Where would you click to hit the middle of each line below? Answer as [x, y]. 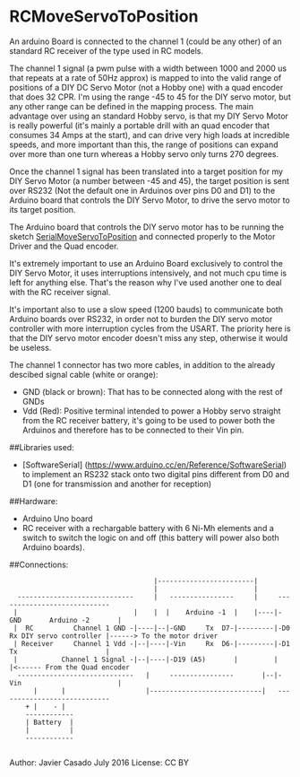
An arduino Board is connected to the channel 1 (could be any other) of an [146, 41]
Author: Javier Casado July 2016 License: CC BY [99, 762]
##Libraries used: [42, 447]
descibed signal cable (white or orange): [84, 374]
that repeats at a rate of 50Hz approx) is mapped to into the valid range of [146, 77]
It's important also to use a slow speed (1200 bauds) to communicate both [146, 309]
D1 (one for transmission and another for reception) [117, 484]
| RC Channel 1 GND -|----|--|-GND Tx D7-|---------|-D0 [152, 628]
